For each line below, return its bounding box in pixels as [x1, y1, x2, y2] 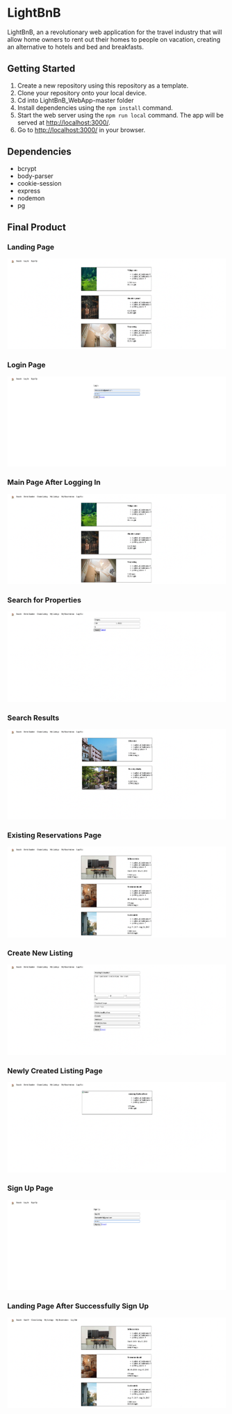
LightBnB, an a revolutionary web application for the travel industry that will [7, 28, 222, 36]
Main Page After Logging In [7, 478, 101, 488]
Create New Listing [7, 948, 73, 958]
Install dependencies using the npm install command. [17, 103, 174, 112]
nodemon [17, 193, 45, 202]
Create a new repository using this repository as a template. [17, 81, 189, 90]
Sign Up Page [7, 1184, 53, 1194]
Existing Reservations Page [7, 830, 102, 840]
